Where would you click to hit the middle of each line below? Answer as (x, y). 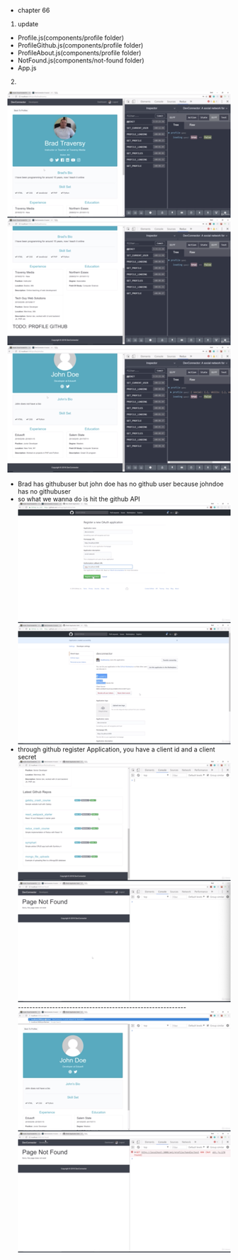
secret (27, 757)
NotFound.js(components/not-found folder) (81, 60)
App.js (27, 68)
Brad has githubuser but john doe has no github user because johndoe (121, 484)
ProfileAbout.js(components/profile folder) (79, 53)
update (28, 24)
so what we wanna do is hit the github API (79, 499)
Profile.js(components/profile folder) (70, 38)
